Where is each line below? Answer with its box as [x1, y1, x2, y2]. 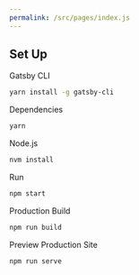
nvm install [9, 155, 54, 165]
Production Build [9, 205, 71, 216]
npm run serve [9, 256, 63, 266]
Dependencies [9, 105, 64, 115]
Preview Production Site [9, 239, 99, 250]
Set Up [9, 47, 48, 62]
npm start [9, 189, 47, 198]
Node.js [9, 138, 39, 149]
